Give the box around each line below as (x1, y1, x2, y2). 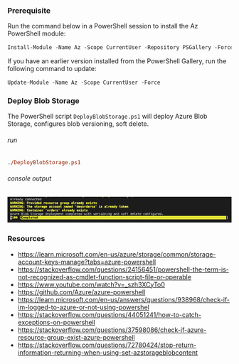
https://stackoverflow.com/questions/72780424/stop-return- (17, 341, 197, 349)
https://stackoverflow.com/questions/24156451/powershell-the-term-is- (17, 265, 230, 274)
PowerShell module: (7, 29, 66, 38)
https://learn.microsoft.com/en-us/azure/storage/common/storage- (17, 250, 216, 258)
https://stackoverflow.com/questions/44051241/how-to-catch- (17, 310, 201, 318)
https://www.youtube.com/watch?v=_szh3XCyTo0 (17, 280, 166, 289)
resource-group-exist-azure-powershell (17, 333, 135, 341)
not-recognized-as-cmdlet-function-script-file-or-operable (17, 272, 192, 281)
